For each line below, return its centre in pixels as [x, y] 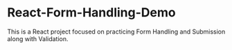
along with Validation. [38, 38]
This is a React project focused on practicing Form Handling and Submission [116, 32]
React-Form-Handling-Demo [91, 13]
